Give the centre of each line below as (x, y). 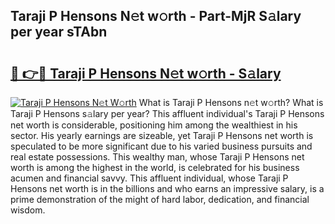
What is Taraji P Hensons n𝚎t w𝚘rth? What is (231, 102)
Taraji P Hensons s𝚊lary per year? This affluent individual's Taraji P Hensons (167, 113)
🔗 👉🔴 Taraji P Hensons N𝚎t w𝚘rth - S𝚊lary (146, 73)
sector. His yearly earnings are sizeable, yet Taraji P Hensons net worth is (162, 135)
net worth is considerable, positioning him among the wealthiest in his (154, 125)
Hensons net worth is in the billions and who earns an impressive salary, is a (167, 188)
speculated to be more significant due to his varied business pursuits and (161, 146)
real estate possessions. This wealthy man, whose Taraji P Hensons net (157, 157)
